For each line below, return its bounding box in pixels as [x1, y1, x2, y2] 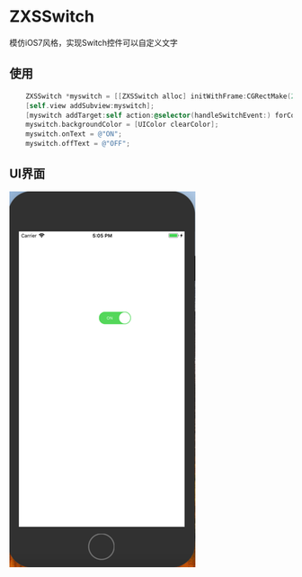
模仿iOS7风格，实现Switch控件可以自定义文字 [9, 37, 178, 48]
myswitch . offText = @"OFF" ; [25, 140, 130, 149]
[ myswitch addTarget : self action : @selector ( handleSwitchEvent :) [25, 111, 271, 120]
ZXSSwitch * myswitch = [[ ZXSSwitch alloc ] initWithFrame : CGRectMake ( [25, 92, 292, 101]
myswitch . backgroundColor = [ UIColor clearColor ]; [25, 120, 219, 130]
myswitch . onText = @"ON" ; [25, 130, 123, 139]
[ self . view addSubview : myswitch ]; [25, 101, 155, 110]
